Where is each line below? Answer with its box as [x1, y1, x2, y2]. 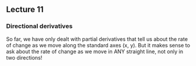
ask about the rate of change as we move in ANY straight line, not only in [6, 48, 184, 55]
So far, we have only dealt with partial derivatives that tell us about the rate [6, 35, 188, 43]
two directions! [6, 54, 43, 61]
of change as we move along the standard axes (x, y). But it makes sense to [6, 41, 191, 48]
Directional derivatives [6, 22, 73, 30]
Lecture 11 [6, 5, 44, 15]
